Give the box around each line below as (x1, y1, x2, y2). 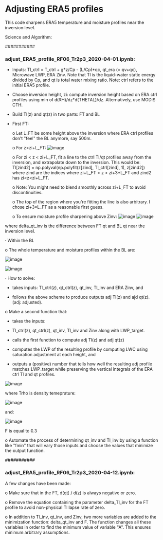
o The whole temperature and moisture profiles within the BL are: (5, 247, 136, 253)
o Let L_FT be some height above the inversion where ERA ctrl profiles (12, 130, 153, 136)
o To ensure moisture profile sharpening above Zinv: (12, 214, 117, 219)
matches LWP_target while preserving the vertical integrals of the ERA (12, 366, 153, 372)
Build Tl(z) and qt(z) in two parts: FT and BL (12, 111, 100, 117)
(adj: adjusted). (12, 299, 43, 305)
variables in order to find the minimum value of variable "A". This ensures (5, 524, 151, 530)
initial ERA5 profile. (12, 82, 50, 88)
